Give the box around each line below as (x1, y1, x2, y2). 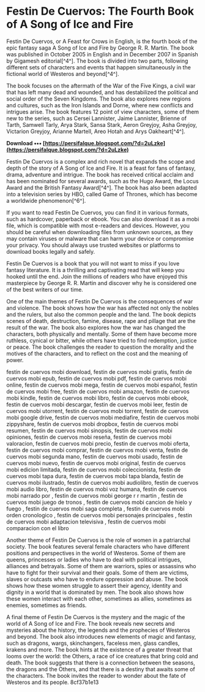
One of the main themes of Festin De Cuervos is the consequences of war (6, 297, 193, 305)
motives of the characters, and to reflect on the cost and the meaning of (6, 349, 188, 357)
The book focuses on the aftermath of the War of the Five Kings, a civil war (6, 82, 196, 89)
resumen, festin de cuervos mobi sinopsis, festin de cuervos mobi (6, 427, 173, 434)
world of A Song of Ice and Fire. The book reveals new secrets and (6, 620, 175, 627)
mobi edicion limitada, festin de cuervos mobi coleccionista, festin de (6, 466, 181, 473)
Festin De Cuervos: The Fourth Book (6, 4, 195, 18)
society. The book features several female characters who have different (6, 542, 190, 550)
